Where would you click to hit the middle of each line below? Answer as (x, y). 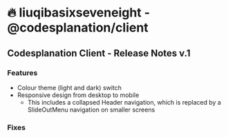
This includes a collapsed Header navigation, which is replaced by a (124, 102)
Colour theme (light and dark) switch (69, 87)
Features (22, 72)
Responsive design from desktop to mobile (78, 95)
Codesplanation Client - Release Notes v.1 (99, 53)
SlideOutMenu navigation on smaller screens (91, 109)
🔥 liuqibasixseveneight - (79, 13)
